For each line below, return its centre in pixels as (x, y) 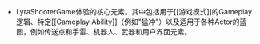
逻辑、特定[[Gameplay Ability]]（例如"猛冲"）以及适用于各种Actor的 (128, 22)
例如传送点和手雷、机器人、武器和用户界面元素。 (111, 32)
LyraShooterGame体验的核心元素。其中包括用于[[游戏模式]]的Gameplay (134, 12)
